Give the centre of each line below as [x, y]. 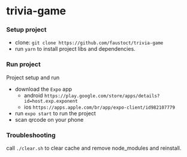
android [33, 95]
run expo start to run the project [55, 113]
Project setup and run [33, 77]
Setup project [26, 30]
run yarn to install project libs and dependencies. [75, 49]
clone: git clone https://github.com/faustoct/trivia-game [89, 42]
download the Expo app [43, 89]
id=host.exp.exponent [51, 101]
